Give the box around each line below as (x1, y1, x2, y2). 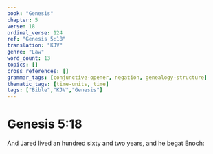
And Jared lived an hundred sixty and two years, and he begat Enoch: (7, 139, 205, 148)
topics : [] (7, 61, 38, 68)
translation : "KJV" (7, 42, 63, 49)
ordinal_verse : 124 (7, 29, 63, 36)
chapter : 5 (7, 16, 38, 23)
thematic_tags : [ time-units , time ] (7, 80, 109, 87)
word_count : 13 (7, 55, 51, 62)
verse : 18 (7, 23, 36, 30)
